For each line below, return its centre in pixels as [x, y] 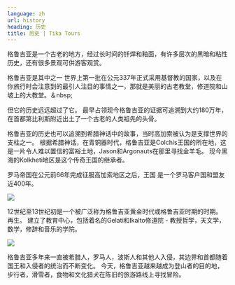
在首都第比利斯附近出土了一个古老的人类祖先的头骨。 [84, 119]
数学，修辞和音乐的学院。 [44, 229]
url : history [26, 20]
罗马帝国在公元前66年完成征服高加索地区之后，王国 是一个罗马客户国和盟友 [116, 175]
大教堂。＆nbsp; [49, 95]
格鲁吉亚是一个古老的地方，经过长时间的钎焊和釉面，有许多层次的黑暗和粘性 [117, 54]
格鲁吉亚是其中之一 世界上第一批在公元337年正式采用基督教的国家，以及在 [115, 78]
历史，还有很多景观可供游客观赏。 [56, 63]
